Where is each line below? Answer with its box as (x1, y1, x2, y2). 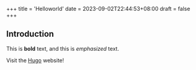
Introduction (6, 29, 54, 39)
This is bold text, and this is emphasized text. (6, 45, 119, 52)
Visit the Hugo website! (6, 57, 65, 64)
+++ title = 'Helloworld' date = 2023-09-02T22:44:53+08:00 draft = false (6, 5, 191, 12)
